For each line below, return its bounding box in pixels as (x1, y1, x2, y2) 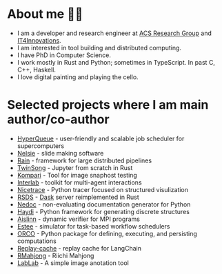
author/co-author (7, 112, 110, 127)
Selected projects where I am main (7, 97, 209, 113)
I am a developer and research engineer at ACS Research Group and (17, 29, 212, 37)
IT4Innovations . (17, 36, 61, 44)
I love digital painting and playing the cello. (17, 72, 139, 81)
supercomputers (17, 141, 65, 150)
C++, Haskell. (17, 65, 57, 74)
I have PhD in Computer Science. (17, 51, 112, 59)
